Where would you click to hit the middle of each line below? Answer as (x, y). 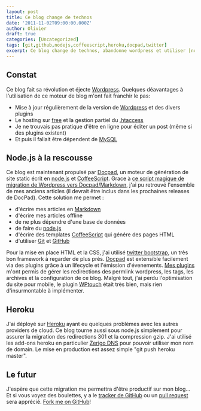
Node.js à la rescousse (49, 158)
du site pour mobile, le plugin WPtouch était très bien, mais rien (84, 284)
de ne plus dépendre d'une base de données (70, 222)
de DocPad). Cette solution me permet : (55, 197)
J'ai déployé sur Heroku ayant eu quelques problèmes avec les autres (92, 324)
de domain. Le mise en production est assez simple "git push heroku (91, 349)
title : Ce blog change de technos (49, 17)
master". (16, 356)
